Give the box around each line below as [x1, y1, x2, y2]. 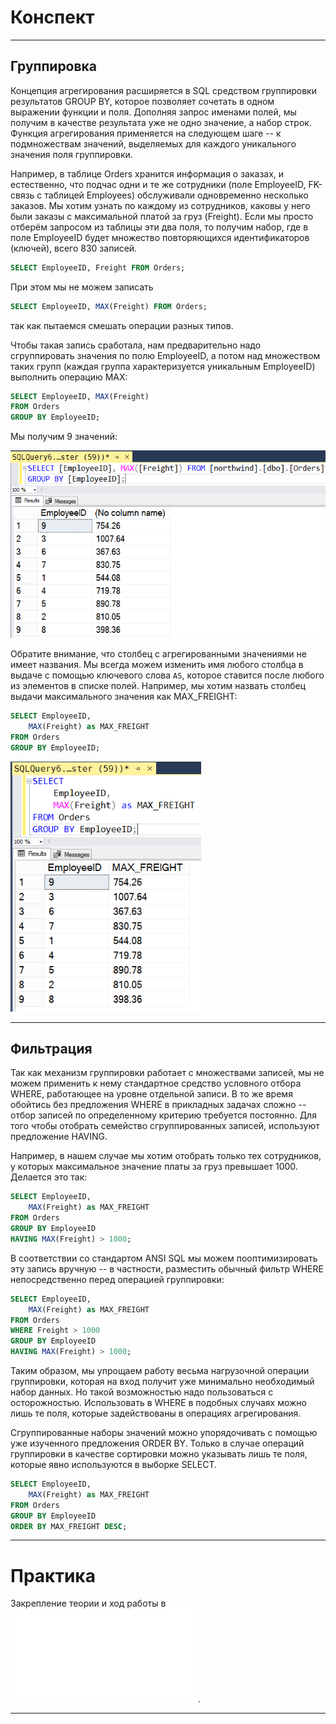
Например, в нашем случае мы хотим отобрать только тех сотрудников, [10, 1150, 322, 1162]
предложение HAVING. [10, 1131, 108, 1143]
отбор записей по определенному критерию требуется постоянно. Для [10, 1109, 317, 1121]
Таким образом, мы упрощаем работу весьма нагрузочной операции [10, 1365, 310, 1377]
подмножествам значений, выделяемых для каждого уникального [10, 137, 297, 150]
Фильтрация [10, 1041, 93, 1058]
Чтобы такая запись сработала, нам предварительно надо [10, 339, 262, 351]
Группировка [10, 58, 98, 75]
